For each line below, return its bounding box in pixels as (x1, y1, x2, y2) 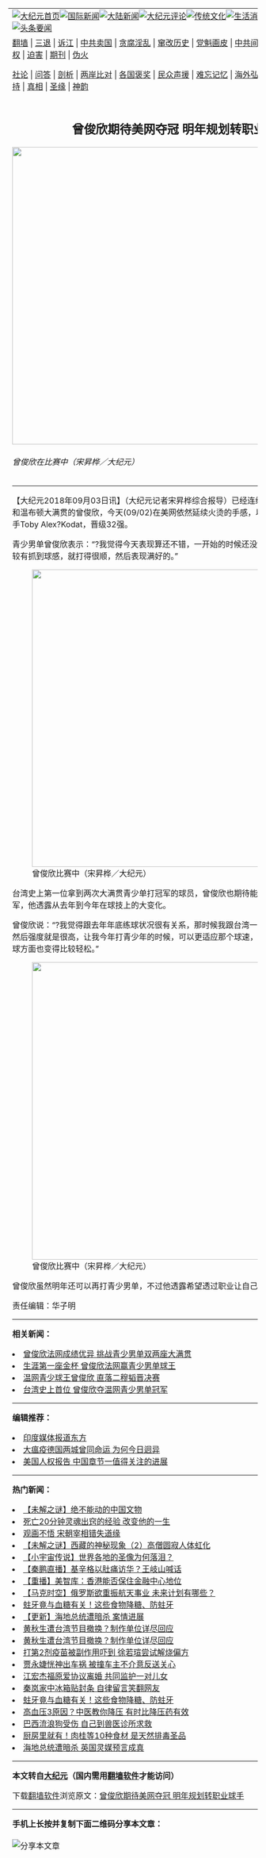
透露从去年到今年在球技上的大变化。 (36, 900, 172, 911)
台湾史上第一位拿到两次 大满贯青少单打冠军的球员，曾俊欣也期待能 (12, 888, 259, 899)
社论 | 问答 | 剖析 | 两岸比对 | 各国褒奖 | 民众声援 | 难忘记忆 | (12, 69, 234, 80)
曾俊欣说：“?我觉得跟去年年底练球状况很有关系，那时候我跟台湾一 (12, 919, 258, 931)
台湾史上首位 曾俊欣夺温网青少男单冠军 (23, 1384, 169, 1395)
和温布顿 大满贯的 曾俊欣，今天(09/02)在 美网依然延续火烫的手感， (12, 507, 256, 518)
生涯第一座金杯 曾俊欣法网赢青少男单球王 (23, 1361, 177, 1372)
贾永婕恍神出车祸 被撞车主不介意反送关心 (23, 1659, 177, 1670)
